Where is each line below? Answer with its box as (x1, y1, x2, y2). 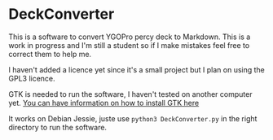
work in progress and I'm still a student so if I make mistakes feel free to (8, 40, 250, 50)
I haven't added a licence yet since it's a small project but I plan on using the (8, 64, 265, 74)
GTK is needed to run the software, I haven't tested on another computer (8, 89, 253, 98)
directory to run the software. (8, 122, 108, 132)
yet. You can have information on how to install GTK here (8, 98, 200, 107)
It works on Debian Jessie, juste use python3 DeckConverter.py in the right (8, 113, 258, 123)
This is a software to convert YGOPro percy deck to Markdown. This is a (8, 32, 251, 42)
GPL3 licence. (8, 73, 55, 83)
